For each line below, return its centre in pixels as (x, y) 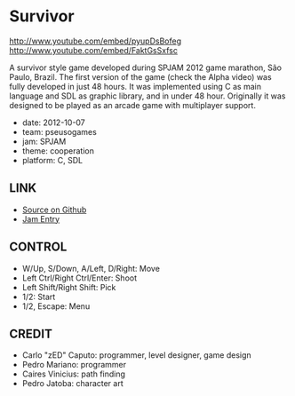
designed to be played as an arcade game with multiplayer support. (132, 105)
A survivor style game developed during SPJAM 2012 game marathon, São (146, 67)
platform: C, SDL (52, 160)
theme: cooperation (58, 150)
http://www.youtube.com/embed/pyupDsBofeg (96, 41)
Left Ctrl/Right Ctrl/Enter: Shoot (80, 278)
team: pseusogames (60, 131)
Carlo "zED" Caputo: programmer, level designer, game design (136, 355)
